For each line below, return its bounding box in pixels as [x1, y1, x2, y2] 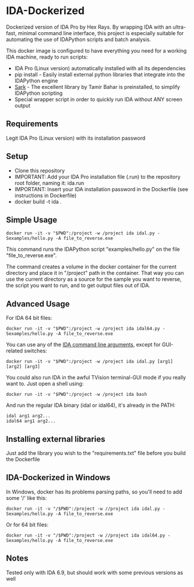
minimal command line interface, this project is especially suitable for [17, 29, 184, 36]
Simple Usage [6, 215, 58, 225]
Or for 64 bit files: [6, 521, 48, 528]
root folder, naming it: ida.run [14, 179, 84, 187]
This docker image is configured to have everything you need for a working [6, 47, 187, 54]
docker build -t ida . [14, 198, 62, 205]
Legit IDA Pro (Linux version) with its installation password [6, 134, 146, 141]
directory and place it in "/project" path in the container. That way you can [6, 270, 184, 277]
